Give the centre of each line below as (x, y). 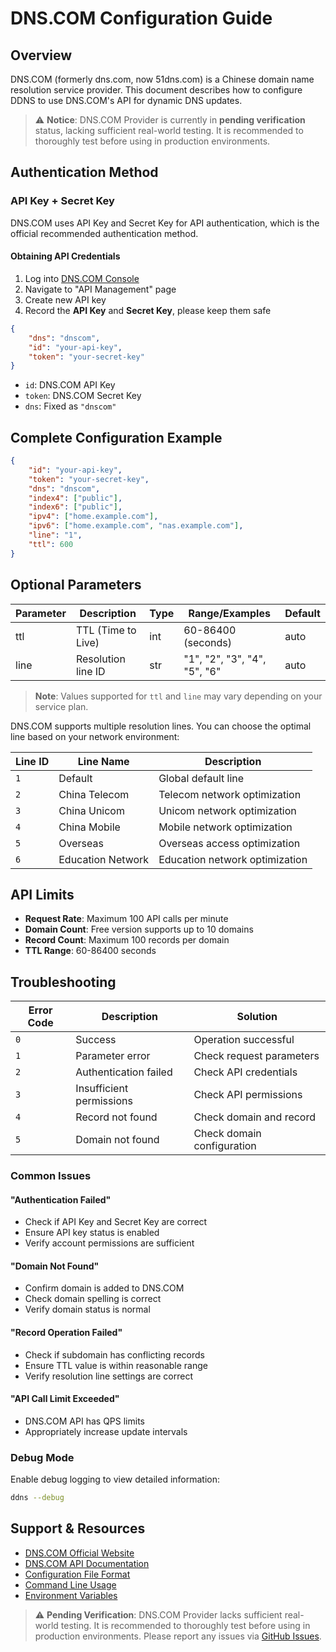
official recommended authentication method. (104, 233)
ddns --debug (37, 1498)
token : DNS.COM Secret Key (83, 396)
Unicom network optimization (227, 810)
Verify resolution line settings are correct (109, 1376)
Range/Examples (229, 613)
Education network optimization (233, 859)
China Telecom (94, 794)
